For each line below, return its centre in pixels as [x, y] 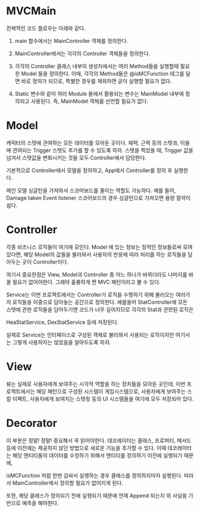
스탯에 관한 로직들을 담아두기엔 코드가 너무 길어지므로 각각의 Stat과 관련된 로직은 [100, 309]
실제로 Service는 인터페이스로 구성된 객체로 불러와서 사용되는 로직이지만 [90, 335]
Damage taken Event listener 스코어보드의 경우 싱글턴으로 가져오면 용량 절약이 [99, 198]
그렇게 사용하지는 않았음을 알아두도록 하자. [62, 342]
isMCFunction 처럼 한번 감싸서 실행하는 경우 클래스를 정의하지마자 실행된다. [94, 475]
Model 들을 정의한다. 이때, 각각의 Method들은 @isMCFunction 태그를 [103, 73]
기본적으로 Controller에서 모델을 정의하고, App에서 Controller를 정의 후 [89, 170]
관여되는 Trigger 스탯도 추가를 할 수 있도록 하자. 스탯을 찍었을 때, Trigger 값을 [103, 150]
